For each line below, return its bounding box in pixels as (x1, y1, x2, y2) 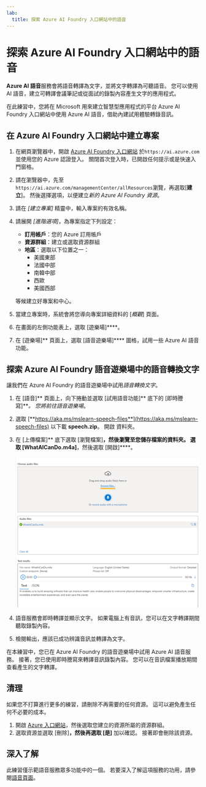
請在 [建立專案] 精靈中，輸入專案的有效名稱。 (15, 204, 130, 212)
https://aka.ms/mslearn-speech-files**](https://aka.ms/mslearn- (34, 415, 198, 423)
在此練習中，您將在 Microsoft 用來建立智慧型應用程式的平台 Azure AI (6, 103, 180, 110)
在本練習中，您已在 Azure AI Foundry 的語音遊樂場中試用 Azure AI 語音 (6, 648, 186, 655)
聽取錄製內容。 (15, 622, 53, 629)
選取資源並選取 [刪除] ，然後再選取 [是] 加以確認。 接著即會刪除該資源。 (15, 729, 196, 736)
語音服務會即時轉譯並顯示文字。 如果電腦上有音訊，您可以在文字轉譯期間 (15, 614, 200, 621)
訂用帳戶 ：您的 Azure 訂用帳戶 (24, 231, 102, 238)
